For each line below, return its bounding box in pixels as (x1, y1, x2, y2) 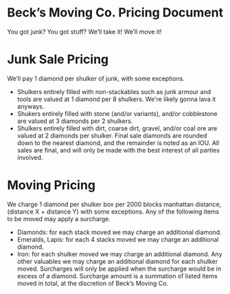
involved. (16, 153, 43, 161)
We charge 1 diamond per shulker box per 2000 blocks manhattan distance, (7, 200, 222, 208)
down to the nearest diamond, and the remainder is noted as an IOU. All (16, 139, 220, 147)
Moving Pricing (7, 177, 96, 193)
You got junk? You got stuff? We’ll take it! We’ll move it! (7, 27, 162, 36)
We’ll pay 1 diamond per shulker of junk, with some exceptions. (7, 74, 185, 82)
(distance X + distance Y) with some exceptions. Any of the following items (7, 207, 220, 216)
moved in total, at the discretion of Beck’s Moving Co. (16, 279, 169, 287)
